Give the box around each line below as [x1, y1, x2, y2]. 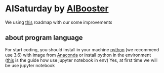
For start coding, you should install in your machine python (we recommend [5, 46, 159, 52]
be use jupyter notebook [5, 62, 55, 68]
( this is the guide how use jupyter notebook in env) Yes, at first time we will [5, 57, 158, 63]
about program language [5, 34, 83, 42]
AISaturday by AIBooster [5, 3, 109, 14]
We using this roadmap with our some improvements [5, 19, 113, 25]
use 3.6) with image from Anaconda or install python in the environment [5, 52, 151, 58]
